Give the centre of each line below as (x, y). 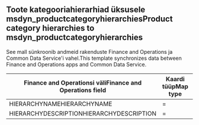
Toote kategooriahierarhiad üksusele (76, 10)
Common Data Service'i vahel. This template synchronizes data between (94, 58)
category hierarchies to (50, 28)
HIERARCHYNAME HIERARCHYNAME (61, 104)
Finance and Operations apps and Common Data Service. (76, 64)
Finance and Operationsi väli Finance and (83, 82)
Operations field (83, 90)
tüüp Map (175, 86)
